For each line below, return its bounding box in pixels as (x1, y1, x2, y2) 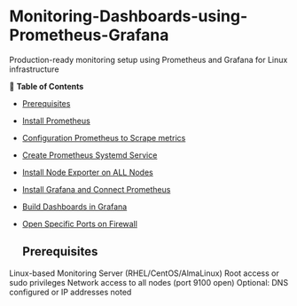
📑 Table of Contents (9, 81, 84, 91)
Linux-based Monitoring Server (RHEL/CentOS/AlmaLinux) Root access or (9, 268, 279, 279)
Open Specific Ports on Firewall (21, 218, 137, 229)
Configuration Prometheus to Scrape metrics (21, 132, 186, 143)
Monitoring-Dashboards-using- (9, 6, 248, 27)
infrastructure (9, 64, 59, 75)
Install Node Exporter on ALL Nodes (21, 167, 153, 177)
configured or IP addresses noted (9, 286, 132, 297)
